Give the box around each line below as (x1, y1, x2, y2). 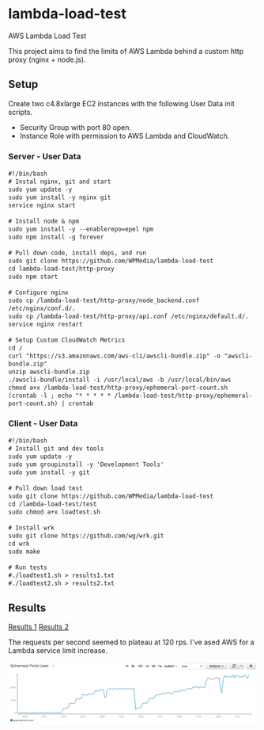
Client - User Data (8, 418, 78, 429)
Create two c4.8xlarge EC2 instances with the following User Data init (8, 98, 235, 108)
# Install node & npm (8, 217, 80, 226)
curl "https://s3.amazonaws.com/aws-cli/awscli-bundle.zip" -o (8, 352, 221, 361)
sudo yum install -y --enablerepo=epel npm (8, 225, 154, 234)
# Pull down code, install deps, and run (8, 249, 147, 258)
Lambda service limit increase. (8, 646, 108, 655)
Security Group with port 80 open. (19, 122, 132, 132)
